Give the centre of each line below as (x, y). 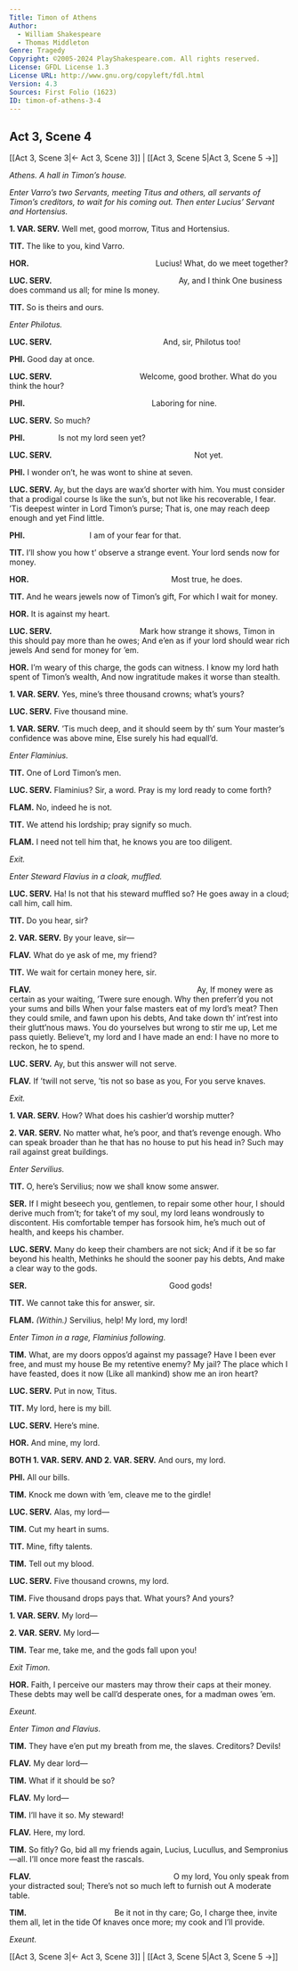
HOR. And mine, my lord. (55, 1443)
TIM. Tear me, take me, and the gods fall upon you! (103, 1650)
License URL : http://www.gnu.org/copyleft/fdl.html (107, 76)
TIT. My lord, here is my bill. (60, 1408)
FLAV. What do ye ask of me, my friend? (83, 955)
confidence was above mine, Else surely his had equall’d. (114, 738)
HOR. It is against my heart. (60, 614)
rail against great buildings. (59, 1152)
